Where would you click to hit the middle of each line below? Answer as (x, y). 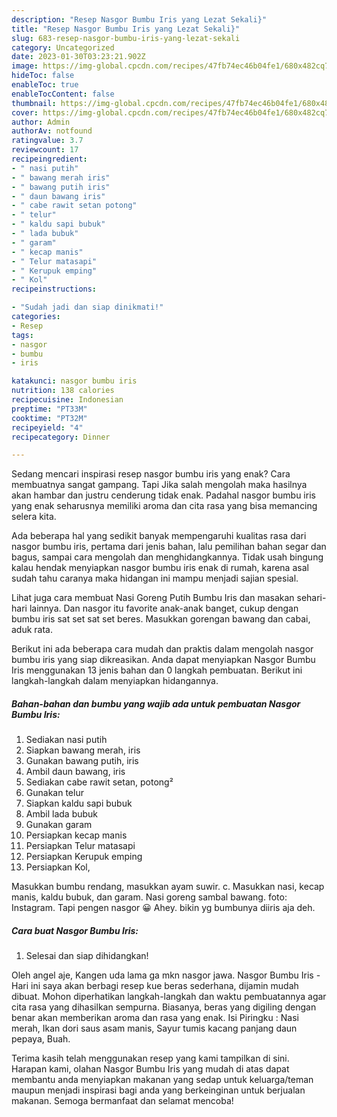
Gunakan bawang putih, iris (82, 761)
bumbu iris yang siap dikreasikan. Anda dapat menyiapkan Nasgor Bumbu (163, 660)
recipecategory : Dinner (61, 437)
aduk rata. (32, 630)
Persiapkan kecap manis (76, 835)
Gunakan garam (59, 825)
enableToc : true (45, 85)
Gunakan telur (54, 793)
